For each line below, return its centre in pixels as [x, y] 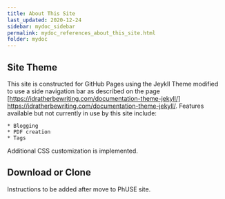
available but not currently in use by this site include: [82, 113]
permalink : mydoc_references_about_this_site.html [81, 33]
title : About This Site [41, 13]
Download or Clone [49, 172]
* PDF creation [29, 132]
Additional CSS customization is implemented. [72, 151]
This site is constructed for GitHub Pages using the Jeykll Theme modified [113, 84]
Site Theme [32, 67]
